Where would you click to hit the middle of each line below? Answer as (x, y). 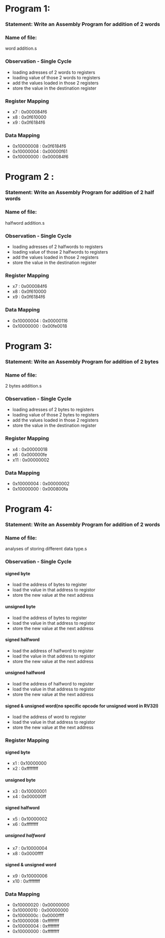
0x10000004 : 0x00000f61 (40, 151)
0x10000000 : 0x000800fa (40, 489)
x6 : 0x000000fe (30, 454)
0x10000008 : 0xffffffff (36, 921)
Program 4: (29, 509)
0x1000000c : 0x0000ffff (38, 916)
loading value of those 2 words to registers (56, 77)
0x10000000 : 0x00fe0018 (40, 326)
